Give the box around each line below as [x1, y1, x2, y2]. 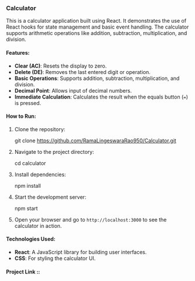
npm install [14, 182, 41, 189]
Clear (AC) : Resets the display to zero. [14, 62, 107, 69]
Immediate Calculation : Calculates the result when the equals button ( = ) [14, 93, 188, 100]
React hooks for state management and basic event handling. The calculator [6, 23, 189, 30]
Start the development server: [14, 194, 87, 201]
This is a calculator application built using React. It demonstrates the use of [6, 17, 187, 24]
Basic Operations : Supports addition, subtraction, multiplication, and [14, 75, 180, 82]
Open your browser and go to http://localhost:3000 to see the [14, 216, 167, 223]
